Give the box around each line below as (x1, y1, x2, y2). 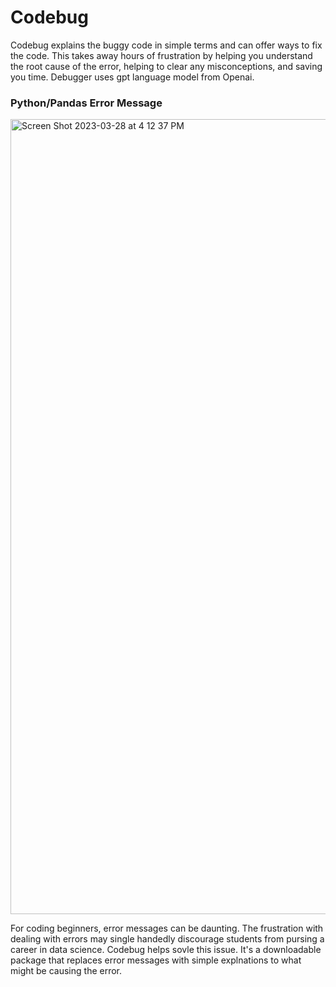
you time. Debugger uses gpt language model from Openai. (10, 71, 255, 83)
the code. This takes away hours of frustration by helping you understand (10, 49, 313, 61)
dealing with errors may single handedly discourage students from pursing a (10, 933, 325, 945)
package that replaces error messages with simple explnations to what (10, 954, 302, 966)
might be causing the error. (10, 965, 123, 977)
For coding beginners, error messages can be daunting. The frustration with (10, 922, 324, 935)
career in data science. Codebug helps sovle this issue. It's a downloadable (10, 944, 322, 956)
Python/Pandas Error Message (10, 96, 163, 110)
